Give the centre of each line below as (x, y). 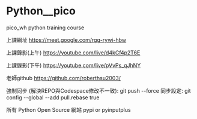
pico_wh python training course (45, 28)
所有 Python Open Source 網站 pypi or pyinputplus (68, 109)
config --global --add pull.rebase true (53, 97)
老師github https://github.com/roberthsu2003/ (64, 78)
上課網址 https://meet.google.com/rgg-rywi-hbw (66, 39)
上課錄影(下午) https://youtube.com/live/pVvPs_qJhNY (74, 65)
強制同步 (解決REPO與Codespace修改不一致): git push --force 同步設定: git (98, 90)
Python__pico (41, 11)
